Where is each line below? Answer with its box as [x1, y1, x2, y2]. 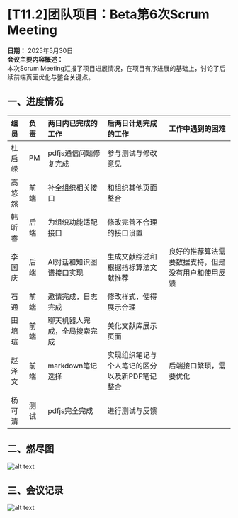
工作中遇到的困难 [169, 123, 226, 133]
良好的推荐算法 [169, 246, 219, 256]
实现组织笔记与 [107, 350, 157, 360]
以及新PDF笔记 [107, 371, 157, 381]
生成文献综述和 [107, 252, 157, 261]
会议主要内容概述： [7, 55, 64, 64]
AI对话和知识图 [47, 257, 98, 266]
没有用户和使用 [169, 267, 219, 277]
